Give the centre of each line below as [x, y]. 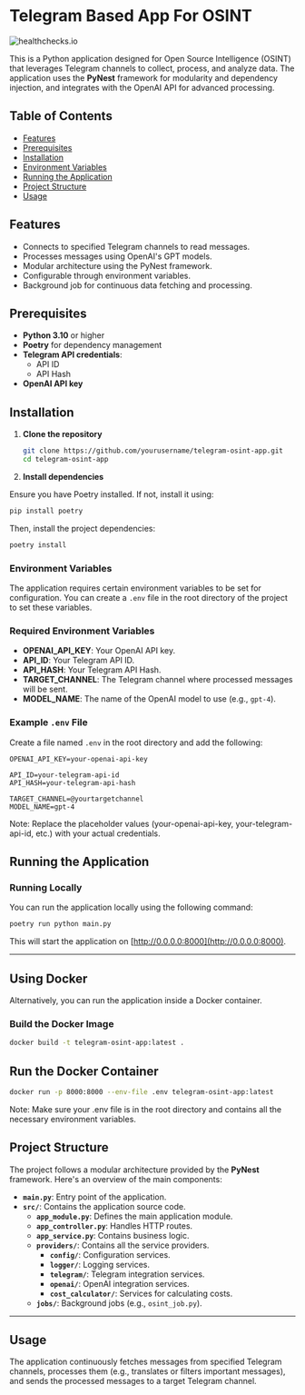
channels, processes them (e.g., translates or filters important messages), [148, 1371]
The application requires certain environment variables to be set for [135, 588]
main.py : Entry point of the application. [94, 1197]
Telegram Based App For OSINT [131, 16]
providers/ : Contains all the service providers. [123, 1245]
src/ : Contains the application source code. [104, 1206]
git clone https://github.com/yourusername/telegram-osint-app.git [152, 451]
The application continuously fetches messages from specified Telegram [146, 1362]
